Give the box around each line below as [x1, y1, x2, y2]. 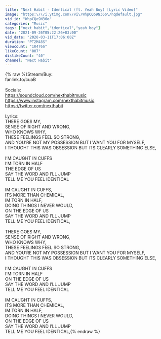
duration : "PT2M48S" [5, 40, 48, 44]
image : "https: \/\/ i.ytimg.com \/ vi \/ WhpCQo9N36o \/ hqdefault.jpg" [5, 12, 142, 17]
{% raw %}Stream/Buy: [5, 71, 53, 77]
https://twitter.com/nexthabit [5, 103, 63, 109]
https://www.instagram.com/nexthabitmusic [5, 97, 95, 104]
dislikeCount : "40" [5, 53, 45, 58]
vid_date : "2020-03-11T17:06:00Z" [5, 35, 77, 40]
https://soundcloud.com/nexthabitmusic [5, 92, 87, 98]
